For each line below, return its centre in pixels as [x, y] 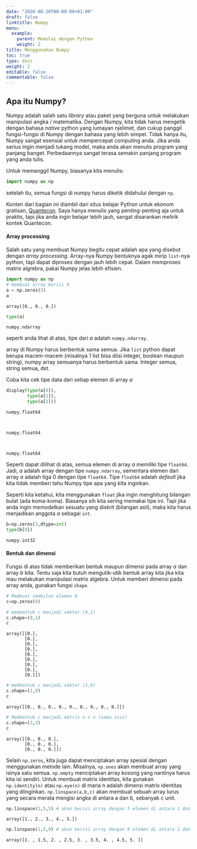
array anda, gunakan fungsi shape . [48, 585]
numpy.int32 [21, 540]
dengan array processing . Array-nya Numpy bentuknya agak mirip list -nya [98, 256]
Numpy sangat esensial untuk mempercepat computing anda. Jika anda [93, 140]
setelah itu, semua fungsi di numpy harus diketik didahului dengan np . [90, 193]
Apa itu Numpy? [36, 101]
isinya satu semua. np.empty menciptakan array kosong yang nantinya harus [98, 772]
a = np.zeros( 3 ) [26, 290]
